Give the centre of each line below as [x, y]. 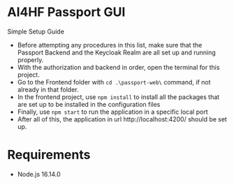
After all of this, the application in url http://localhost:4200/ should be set [122, 119]
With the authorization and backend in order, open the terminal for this [118, 67]
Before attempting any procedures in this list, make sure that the [110, 45]
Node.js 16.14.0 [39, 174]
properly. [30, 59]
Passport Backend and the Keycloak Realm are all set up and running [116, 52]
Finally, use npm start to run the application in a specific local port [112, 112]
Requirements [49, 155]
